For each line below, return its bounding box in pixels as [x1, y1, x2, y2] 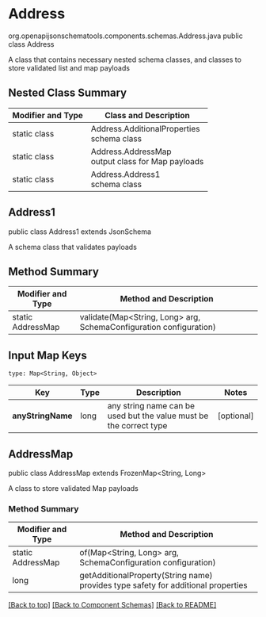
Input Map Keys [8, 348, 87, 362]
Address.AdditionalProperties [90, 123, 200, 134]
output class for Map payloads [90, 155, 204, 167]
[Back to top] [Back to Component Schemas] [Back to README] [8, 600, 217, 610]
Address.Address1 [90, 168, 161, 179]
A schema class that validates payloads [8, 242, 137, 251]
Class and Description [104, 109, 190, 121]
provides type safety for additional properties [79, 580, 248, 591]
